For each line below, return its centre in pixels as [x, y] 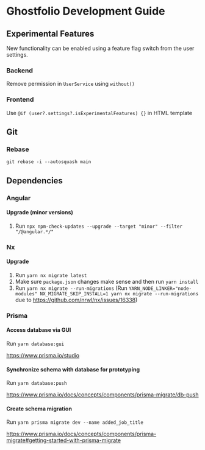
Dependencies [34, 181]
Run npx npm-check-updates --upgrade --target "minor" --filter [99, 226]
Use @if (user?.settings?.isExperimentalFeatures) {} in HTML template [99, 113]
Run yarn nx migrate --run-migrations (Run [71, 288]
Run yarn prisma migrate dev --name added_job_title [75, 422]
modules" [26, 294]
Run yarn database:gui [35, 344]
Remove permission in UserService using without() [71, 84]
